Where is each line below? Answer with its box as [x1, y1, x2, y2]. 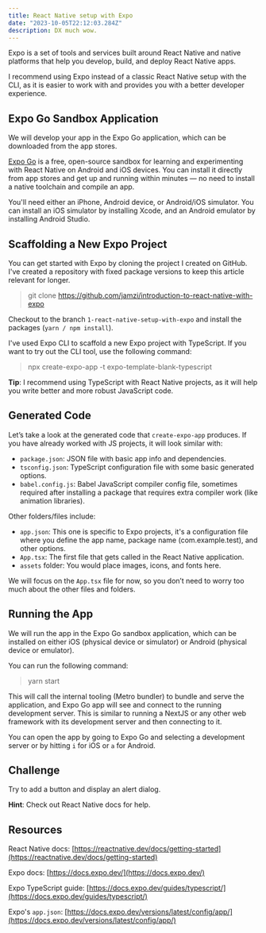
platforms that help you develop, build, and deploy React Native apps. [8, 56, 237, 66]
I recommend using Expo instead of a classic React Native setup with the [8, 72, 247, 82]
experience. [8, 89, 48, 98]
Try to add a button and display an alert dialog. [8, 785, 161, 794]
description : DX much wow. [8, 26, 98, 34]
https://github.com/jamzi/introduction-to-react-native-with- [58, 291, 253, 300]
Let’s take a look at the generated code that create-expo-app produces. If [8, 430, 247, 439]
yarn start [27, 676, 60, 685]
